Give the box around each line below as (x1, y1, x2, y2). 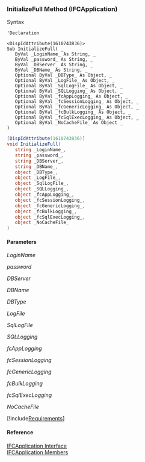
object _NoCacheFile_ (14, 219, 69, 226)
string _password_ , (14, 152, 64, 158)
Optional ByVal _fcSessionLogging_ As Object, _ (14, 99, 139, 105)
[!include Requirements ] (7, 415, 65, 422)
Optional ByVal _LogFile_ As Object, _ (14, 78, 115, 84)
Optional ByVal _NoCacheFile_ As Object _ (14, 120, 123, 126)
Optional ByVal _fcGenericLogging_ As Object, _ (14, 104, 139, 110)
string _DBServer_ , (14, 158, 64, 164)
